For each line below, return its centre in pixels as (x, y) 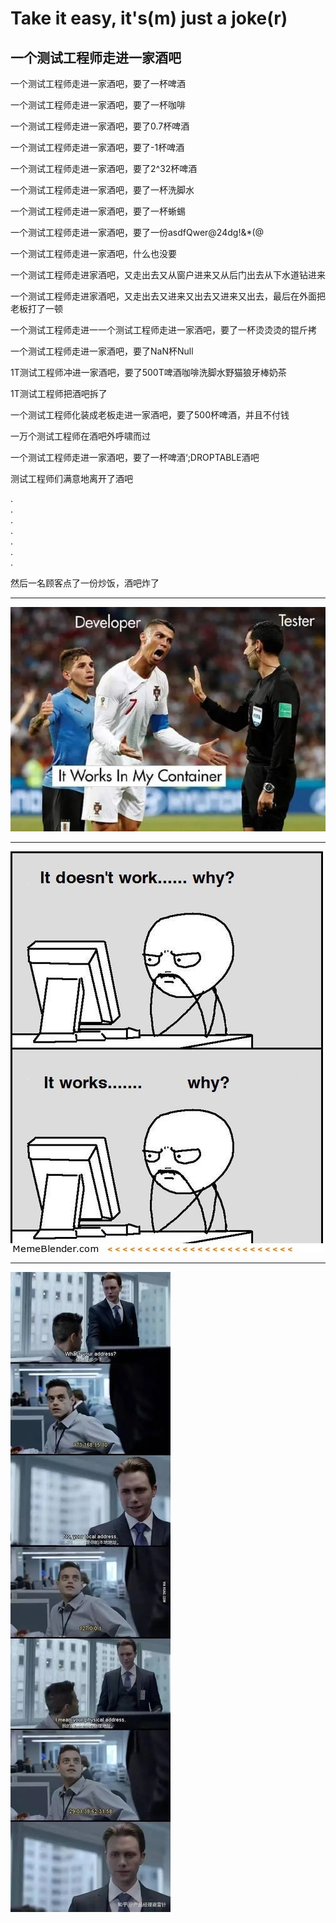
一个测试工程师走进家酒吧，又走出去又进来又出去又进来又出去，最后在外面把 (168, 296)
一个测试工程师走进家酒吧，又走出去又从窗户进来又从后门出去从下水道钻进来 (168, 275)
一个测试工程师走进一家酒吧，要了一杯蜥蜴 (98, 211)
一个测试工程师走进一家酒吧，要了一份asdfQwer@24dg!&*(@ (137, 232)
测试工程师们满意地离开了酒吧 (71, 478)
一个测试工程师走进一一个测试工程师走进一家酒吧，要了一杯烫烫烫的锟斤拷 (163, 330)
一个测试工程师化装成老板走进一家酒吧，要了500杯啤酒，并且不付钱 (150, 415)
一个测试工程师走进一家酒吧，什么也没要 (93, 253)
